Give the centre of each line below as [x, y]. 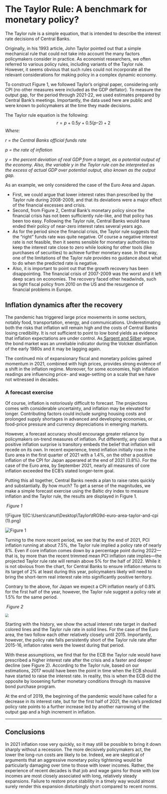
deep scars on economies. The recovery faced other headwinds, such [84, 279]
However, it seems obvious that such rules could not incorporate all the [78, 69]
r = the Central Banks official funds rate [46, 140]
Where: [13, 131]
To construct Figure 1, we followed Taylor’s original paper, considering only [82, 84]
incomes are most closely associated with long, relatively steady [71, 776]
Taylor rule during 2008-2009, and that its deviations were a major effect [87, 200]
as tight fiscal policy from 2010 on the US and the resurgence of [78, 284]
